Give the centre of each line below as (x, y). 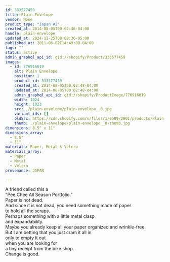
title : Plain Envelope (29, 15)
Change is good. (23, 254)
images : (13, 62)
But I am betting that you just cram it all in (49, 233)
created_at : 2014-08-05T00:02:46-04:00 (47, 29)
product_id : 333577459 (38, 81)
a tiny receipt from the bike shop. (40, 249)
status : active (21, 52)
